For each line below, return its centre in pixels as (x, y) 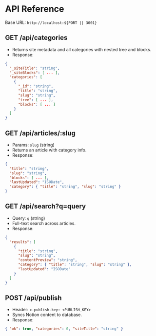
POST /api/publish (33, 298)
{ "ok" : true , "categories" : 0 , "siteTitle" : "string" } (64, 329)
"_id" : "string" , (36, 86)
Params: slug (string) (33, 145)
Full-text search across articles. (44, 223)
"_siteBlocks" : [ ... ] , (35, 73)
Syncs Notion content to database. (47, 315)
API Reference (35, 9)
